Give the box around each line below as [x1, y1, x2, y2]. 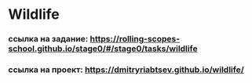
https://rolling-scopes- [89, 34, 181, 45]
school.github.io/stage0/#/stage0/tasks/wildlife [8, 43, 198, 54]
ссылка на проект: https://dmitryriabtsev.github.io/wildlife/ [8, 64, 245, 75]
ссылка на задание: [8, 34, 89, 45]
